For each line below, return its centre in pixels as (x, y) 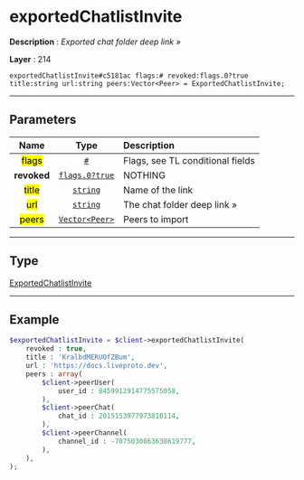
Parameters (43, 120)
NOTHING (144, 175)
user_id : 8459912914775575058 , (119, 391)
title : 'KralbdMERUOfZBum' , (81, 358)
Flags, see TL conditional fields (189, 160)
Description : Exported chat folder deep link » (95, 42)
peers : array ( (54, 374)
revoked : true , (57, 349)
